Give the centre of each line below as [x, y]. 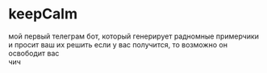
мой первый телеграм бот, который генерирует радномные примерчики [134, 36]
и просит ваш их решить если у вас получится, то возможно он [118, 44]
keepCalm [43, 14]
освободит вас [34, 53]
